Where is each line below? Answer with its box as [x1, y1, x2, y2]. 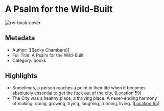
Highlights [5, 72, 38, 80]
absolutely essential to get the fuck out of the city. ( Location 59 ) [12, 90, 142, 96]
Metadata [5, 34, 35, 42]
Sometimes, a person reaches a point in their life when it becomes [12, 84, 146, 90]
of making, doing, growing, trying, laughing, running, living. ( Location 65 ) [12, 100, 160, 106]
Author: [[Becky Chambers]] [12, 47, 70, 53]
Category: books [12, 57, 47, 63]
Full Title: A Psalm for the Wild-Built [12, 52, 84, 58]
